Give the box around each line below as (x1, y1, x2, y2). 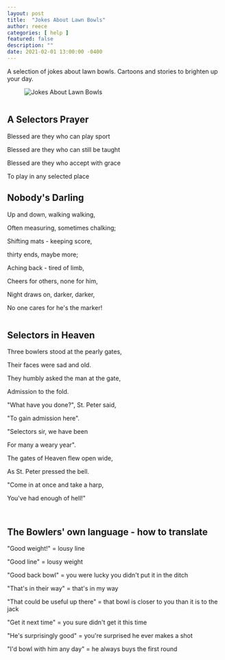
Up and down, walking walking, (7, 210, 96, 219)
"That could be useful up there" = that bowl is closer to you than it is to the (7, 597, 218, 606)
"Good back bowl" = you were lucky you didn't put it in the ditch (7, 571, 189, 580)
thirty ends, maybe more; (7, 250, 79, 258)
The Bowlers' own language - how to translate (7, 526, 208, 538)
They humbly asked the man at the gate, (7, 374, 121, 382)
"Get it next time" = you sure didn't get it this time (7, 618, 147, 626)
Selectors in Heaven (7, 329, 95, 341)
